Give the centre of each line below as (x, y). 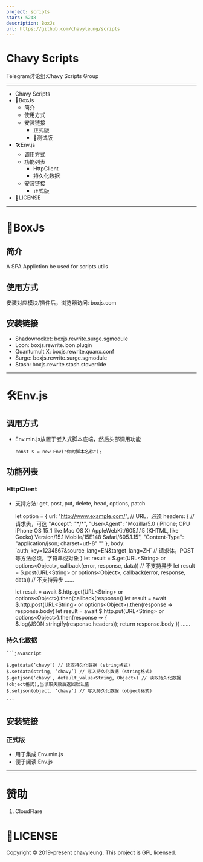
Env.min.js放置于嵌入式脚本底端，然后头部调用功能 (78, 439)
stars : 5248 (21, 18)
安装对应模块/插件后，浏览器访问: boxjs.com (61, 303)
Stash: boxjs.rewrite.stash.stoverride (61, 364)
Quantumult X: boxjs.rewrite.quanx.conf (65, 351)
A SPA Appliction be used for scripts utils (57, 267)
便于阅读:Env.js (34, 762)
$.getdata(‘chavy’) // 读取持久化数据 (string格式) (69, 665)
